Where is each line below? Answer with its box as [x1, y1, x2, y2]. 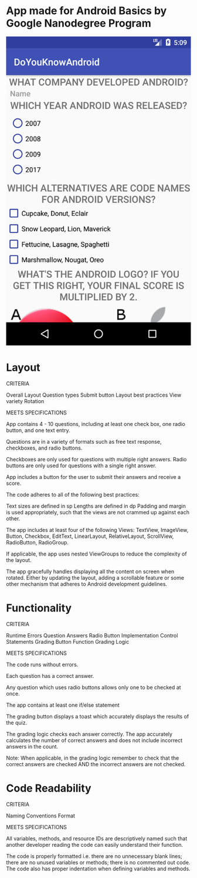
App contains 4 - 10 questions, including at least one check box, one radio [6, 421, 186, 428]
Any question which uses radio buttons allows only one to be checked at [6, 684, 181, 691]
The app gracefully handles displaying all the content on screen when [6, 568, 175, 575]
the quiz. [6, 719, 28, 726]
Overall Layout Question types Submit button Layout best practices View [6, 391, 182, 398]
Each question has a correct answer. [6, 673, 94, 680]
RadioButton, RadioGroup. [6, 539, 69, 546]
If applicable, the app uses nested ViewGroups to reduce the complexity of [6, 550, 187, 557]
